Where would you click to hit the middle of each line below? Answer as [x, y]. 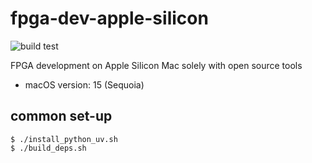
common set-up [61, 116]
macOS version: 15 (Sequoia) [84, 84]
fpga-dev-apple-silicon [109, 18]
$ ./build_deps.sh [48, 148]
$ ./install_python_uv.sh [64, 139]
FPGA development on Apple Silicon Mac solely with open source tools [156, 65]
